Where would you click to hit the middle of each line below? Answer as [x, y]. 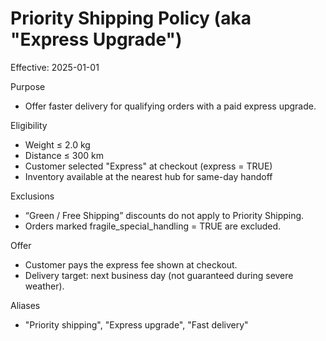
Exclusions [32, 196]
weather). [44, 286]
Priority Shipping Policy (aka [131, 18]
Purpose [28, 86]
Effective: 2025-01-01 [55, 67]
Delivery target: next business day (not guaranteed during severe [159, 275]
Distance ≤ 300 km [64, 155]
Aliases [25, 305]
